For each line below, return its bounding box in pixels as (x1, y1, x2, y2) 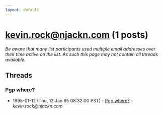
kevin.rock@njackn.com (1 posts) (5, 29, 148, 40)
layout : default (5, 7, 39, 13)
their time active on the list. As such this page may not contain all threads (5, 51, 158, 57)
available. (5, 56, 26, 63)
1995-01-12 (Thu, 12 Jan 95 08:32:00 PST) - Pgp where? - (12, 98, 133, 104)
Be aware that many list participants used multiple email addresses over (5, 46, 156, 52)
